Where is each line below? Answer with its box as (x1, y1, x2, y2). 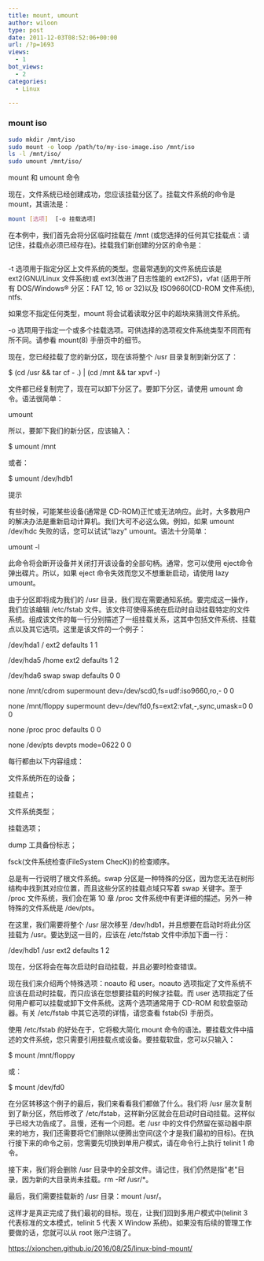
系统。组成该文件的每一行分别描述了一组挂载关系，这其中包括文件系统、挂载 (8, 615, 256, 624)
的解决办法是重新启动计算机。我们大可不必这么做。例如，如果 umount (8, 517, 235, 526)
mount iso (8, 117, 47, 128)
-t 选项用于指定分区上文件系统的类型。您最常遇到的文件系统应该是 (8, 264, 222, 273)
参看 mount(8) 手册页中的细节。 (42, 336, 145, 345)
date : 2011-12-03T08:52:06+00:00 (8, 33, 118, 42)
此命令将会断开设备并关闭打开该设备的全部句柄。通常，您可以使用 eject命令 (8, 559, 254, 568)
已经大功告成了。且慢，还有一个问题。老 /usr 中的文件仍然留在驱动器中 (14, 1118, 245, 1128)
